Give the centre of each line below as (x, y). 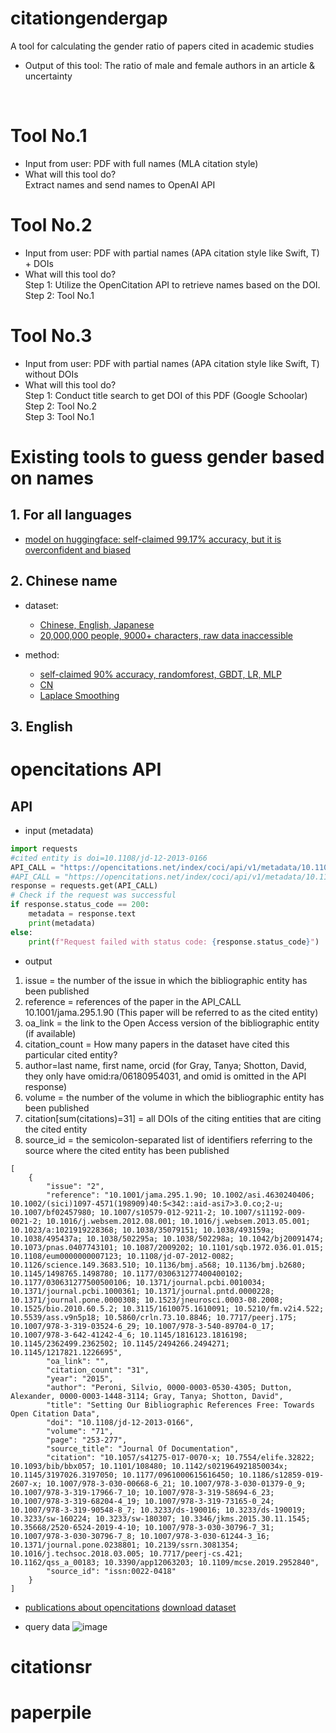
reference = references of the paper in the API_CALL (133, 1001)
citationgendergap (89, 18)
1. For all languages (71, 515)
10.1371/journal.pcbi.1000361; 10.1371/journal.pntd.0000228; (142, 1291)
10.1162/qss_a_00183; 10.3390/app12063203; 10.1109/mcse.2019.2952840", (165, 1562)
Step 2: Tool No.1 (59, 295)
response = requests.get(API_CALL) (84, 886)
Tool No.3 (51, 336)
